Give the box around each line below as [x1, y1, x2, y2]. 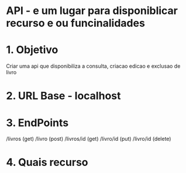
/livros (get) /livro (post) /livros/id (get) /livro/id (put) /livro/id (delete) [6, 136, 171, 143]
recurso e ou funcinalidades [6, 16, 145, 30]
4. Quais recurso [6, 156, 89, 169]
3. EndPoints [6, 116, 69, 129]
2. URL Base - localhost [6, 89, 121, 103]
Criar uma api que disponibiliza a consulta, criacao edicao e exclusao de [6, 63, 181, 70]
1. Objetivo [6, 43, 58, 57]
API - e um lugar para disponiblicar [6, 4, 178, 18]
